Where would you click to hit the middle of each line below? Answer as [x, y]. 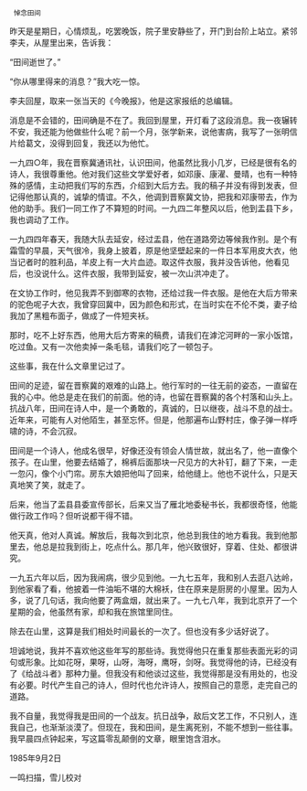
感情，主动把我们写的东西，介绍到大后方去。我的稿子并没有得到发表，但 [161, 185]
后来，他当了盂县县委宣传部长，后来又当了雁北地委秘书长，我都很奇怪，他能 [153, 504]
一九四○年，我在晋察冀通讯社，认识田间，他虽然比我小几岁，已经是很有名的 [153, 162]
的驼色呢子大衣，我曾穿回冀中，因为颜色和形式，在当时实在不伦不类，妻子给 [153, 304]
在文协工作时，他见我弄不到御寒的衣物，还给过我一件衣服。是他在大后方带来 [153, 293]
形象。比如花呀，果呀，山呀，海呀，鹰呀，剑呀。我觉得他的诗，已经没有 [161, 662]
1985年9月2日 [36, 758]
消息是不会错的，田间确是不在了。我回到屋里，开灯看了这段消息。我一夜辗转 [153, 120]
